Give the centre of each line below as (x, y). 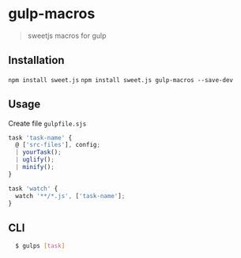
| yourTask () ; (38, 152)
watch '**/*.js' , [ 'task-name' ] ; (70, 196)
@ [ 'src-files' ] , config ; (58, 145)
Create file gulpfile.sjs (47, 123)
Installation (36, 60)
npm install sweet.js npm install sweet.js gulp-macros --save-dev (120, 80)
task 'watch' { (33, 189)
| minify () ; (35, 167)
